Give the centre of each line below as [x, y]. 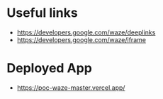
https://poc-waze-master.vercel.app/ [71, 87]
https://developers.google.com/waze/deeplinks [86, 32]
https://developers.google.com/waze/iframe [81, 39]
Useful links [43, 13]
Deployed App [50, 68]
